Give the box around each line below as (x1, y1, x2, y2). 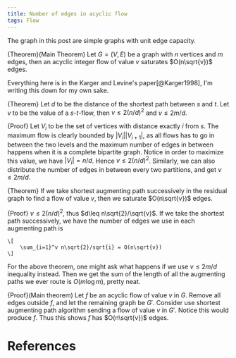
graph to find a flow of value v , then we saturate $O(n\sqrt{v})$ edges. (7, 195, 213, 203)
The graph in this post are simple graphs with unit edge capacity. (7, 36, 196, 44)
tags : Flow (7, 17, 39, 24)
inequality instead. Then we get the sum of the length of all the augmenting (7, 269, 225, 278)
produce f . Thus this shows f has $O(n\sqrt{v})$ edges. (7, 313, 169, 321)
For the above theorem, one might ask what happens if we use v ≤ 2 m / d (7, 262, 217, 271)
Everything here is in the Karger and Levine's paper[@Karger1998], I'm (7, 78, 213, 87)
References (7, 338, 76, 354)
